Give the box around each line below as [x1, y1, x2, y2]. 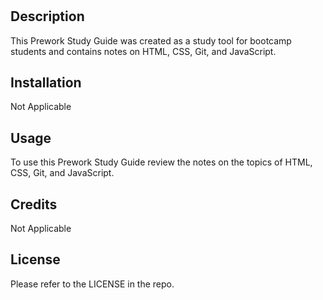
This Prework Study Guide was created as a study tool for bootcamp [10, 34, 292, 47]
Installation [10, 74, 82, 91]
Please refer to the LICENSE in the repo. [10, 278, 175, 290]
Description [10, 8, 85, 25]
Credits [10, 196, 58, 213]
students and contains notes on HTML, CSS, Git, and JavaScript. [10, 45, 277, 57]
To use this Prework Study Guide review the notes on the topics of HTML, [10, 156, 313, 168]
